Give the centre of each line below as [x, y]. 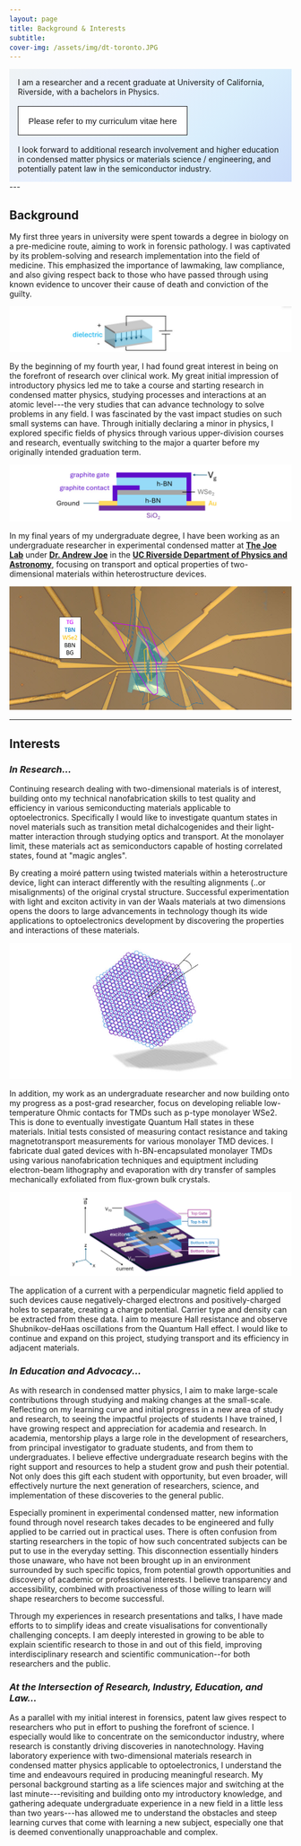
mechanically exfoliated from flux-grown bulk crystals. [110, 1179]
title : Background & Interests [68, 28]
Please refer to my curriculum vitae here [103, 121]
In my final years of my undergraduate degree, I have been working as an [145, 536]
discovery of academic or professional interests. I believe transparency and [148, 1579]
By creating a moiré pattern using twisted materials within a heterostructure [149, 873]
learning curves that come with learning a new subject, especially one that [146, 1823]
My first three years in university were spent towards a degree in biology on [149, 237]
